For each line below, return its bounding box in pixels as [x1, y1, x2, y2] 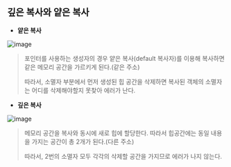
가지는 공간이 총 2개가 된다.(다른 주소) [31, 137, 135, 146]
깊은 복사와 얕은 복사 [7, 6, 89, 19]
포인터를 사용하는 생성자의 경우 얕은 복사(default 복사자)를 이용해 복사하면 [24, 54, 225, 62]
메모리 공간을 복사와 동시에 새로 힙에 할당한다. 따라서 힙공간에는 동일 [24, 128, 209, 137]
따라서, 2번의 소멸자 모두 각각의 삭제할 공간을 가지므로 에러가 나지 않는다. [24, 152, 223, 160]
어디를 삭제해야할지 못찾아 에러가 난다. [31, 86, 136, 95]
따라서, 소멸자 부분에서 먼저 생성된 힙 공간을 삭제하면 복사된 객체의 [24, 77, 204, 86]
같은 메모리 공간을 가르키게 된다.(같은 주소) [24, 63, 140, 71]
